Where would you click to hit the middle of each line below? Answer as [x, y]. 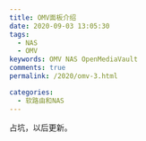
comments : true [38, 68]
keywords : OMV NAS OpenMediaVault [74, 59]
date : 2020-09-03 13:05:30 [60, 26]
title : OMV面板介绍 [43, 18]
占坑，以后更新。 [41, 128]
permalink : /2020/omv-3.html [64, 76]
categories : [31, 92]
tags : [19, 34]
